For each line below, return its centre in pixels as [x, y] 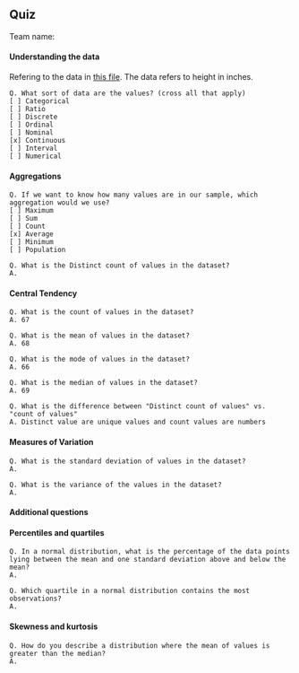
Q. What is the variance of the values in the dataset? [115, 485]
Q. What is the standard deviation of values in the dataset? [128, 461]
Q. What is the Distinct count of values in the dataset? [120, 266]
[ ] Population [38, 250]
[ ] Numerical [36, 156]
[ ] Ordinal [31, 125]
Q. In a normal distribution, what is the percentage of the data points [150, 552]
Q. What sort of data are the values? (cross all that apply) [128, 93]
